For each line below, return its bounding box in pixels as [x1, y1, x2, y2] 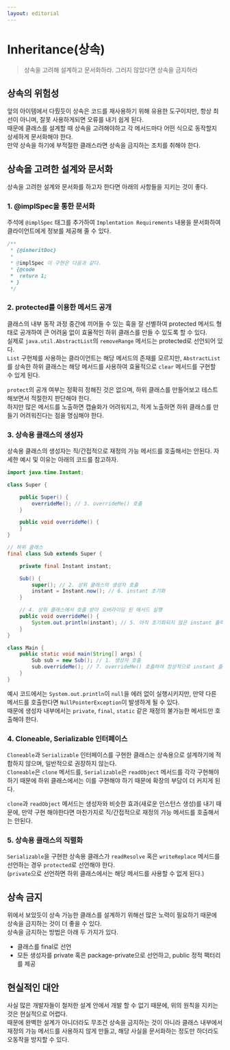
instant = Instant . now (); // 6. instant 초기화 [31, 588, 166, 595]
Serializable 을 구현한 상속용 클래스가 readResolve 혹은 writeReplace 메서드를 [7, 852, 220, 860]
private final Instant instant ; [19, 562, 112, 569]
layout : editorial [7, 10, 60, 17]
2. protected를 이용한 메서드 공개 [7, 303, 112, 312]
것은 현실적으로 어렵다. [7, 1010, 68, 1018]
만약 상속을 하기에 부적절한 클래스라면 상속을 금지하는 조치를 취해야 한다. [7, 141, 201, 149]
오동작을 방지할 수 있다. [7, 1036, 70, 1044]
